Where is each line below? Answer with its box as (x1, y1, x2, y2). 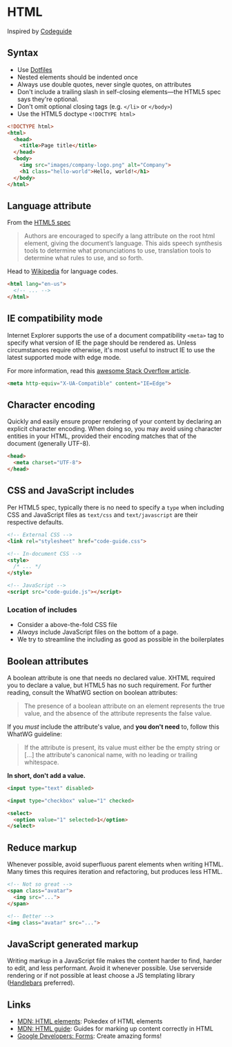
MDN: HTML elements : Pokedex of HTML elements (17, 1017, 163, 1026)
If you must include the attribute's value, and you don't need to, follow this (7, 722, 220, 731)
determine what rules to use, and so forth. (23, 254, 144, 262)
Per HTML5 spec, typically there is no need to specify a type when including (7, 503, 224, 511)
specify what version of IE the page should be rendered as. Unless (7, 338, 197, 347)
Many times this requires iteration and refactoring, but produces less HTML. (7, 868, 223, 876)
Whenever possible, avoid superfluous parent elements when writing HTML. (7, 860, 224, 868)
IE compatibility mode (7, 313, 103, 325)
